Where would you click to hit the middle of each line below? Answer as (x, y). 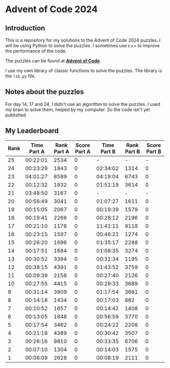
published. (16, 115)
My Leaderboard (32, 131)
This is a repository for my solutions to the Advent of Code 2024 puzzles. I (83, 40)
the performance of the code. (36, 51)
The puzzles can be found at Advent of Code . (53, 61)
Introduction (25, 28)
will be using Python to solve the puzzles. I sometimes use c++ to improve (83, 46)
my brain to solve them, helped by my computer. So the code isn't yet (78, 109)
